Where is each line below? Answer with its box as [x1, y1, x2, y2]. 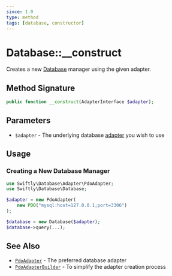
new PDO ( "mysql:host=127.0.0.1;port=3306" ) [17, 202, 128, 209]
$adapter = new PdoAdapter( [6, 197, 77, 203]
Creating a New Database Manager [6, 167, 110, 175]
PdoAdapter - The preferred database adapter [14, 257, 127, 264]
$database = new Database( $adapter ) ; [6, 218, 101, 225]
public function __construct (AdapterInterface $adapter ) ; [6, 99, 154, 105]
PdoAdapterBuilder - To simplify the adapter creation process [14, 263, 166, 271]
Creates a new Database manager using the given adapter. [6, 65, 152, 73]
